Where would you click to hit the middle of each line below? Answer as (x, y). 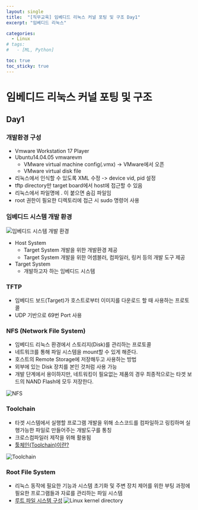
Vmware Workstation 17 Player (52, 151)
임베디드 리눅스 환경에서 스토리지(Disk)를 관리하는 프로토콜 (83, 345)
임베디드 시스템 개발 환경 (39, 217)
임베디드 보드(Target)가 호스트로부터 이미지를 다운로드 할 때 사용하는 (94, 301)
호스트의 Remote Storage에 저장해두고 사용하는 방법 (76, 359)
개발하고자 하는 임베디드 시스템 (59, 271)
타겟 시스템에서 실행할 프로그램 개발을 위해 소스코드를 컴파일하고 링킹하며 (100, 422)
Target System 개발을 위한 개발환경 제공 (71, 250)
